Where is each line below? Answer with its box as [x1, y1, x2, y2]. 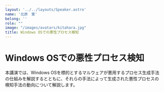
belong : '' [5, 16, 27, 21]
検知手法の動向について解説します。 [5, 82, 78, 88]
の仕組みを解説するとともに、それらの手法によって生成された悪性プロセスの [5, 75, 159, 81]
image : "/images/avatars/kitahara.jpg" [5, 25, 87, 30]
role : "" [5, 21, 23, 26]
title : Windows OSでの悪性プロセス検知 [5, 30, 79, 35]
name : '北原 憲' [5, 12, 38, 17]
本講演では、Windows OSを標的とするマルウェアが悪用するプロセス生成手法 [5, 69, 160, 75]
